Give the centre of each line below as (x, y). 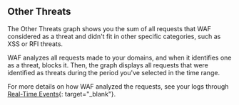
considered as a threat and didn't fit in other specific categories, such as (114, 36)
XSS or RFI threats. (35, 44)
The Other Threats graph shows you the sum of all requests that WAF (110, 28)
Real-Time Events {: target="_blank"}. (62, 94)
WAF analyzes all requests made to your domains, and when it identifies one (119, 57)
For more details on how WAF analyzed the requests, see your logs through (118, 86)
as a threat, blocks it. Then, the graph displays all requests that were (108, 65)
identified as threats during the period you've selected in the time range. (113, 72)
